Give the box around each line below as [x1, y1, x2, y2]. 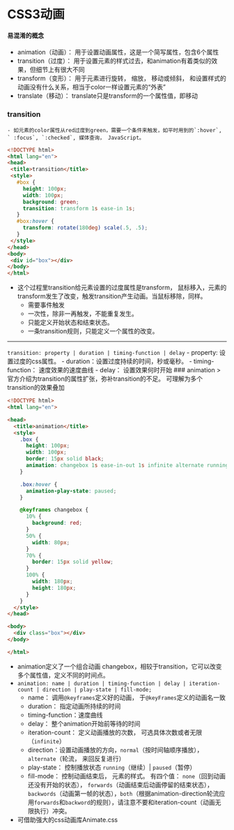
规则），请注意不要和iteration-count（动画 [96, 798, 215, 806]
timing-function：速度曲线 [27, 711, 103, 719]
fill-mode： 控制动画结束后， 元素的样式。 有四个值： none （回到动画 [27, 771, 226, 780]
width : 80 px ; [32, 539, 70, 546]
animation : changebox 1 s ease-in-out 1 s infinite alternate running [25, 462, 229, 469]
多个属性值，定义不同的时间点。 [17, 671, 109, 679]
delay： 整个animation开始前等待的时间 [27, 719, 141, 727]
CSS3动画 [7, 6, 65, 22]
